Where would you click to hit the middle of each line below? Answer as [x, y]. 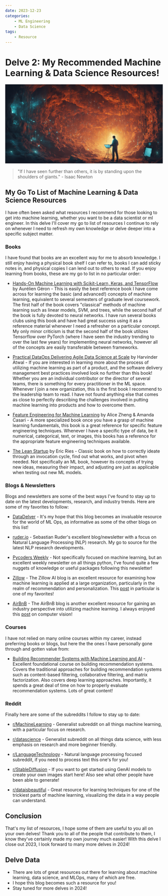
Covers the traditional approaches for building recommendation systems [87, 669]
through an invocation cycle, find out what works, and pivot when [80, 457]
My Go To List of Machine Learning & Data [72, 192]
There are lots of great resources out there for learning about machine [85, 872]
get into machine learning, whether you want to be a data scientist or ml [79, 218]
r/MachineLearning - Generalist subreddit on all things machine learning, [87, 724]
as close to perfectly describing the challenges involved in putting [80, 400]
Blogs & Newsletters [30, 485]
